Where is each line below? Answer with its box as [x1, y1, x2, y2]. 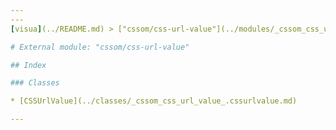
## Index [10, 60, 47, 70]
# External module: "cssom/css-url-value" [10, 42, 190, 52]
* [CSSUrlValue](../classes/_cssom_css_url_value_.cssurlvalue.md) [10, 96, 298, 106]
